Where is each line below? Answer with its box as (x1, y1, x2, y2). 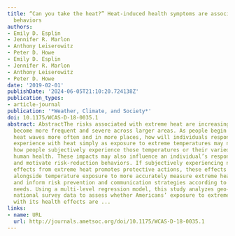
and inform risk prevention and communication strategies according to (13, 179, 227, 186)
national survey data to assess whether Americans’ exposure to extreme (13, 192, 230, 199)
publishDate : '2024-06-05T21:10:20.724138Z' (7, 88, 139, 95)
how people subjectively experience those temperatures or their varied (13, 147, 230, 154)
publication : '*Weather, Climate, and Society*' (7, 108, 152, 115)
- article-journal (7, 101, 61, 108)
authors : (7, 23, 33, 30)
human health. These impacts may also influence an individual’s (13, 153, 208, 161)
